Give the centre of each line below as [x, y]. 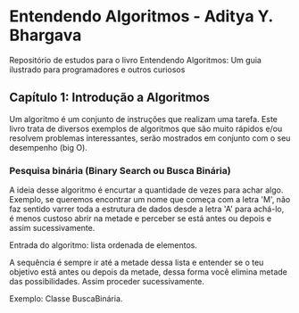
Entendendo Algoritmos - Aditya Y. [141, 16]
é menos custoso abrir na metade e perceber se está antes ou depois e [141, 218]
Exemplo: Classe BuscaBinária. [66, 299]
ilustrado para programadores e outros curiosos [97, 70]
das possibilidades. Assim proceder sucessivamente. [107, 282]
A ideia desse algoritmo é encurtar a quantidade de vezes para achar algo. [146, 190]
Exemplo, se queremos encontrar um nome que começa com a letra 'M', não [150, 200]
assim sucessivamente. [52, 228]
